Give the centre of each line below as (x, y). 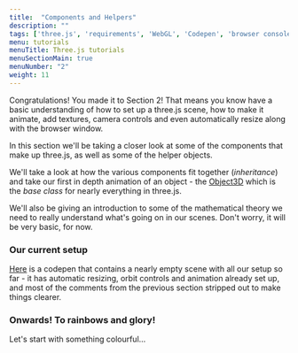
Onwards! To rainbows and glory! (82, 319)
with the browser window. (56, 128)
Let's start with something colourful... (78, 339)
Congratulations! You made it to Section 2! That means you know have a (141, 100)
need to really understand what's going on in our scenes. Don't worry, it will (148, 217)
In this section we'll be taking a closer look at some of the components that (146, 145)
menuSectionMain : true (51, 58)
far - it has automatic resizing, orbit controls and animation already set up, (145, 279)
